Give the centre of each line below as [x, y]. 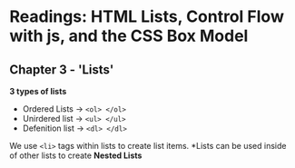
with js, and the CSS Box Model [129, 36]
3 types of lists [38, 91]
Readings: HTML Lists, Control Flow [147, 17]
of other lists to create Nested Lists [76, 155]
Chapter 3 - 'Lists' [62, 69]
